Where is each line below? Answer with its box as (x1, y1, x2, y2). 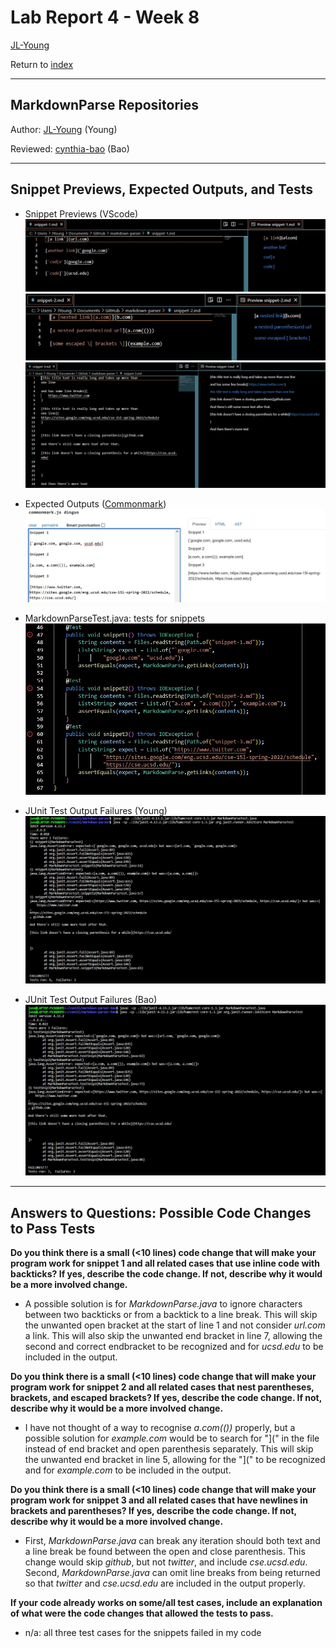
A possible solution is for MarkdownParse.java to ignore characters (24, 1297, 303, 1310)
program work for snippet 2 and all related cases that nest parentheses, (10, 1381, 315, 1393)
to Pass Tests (10, 1220, 96, 1237)
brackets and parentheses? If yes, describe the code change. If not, (10, 1504, 297, 1516)
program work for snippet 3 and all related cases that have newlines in (10, 1494, 308, 1506)
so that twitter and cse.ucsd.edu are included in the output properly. (24, 1577, 306, 1589)
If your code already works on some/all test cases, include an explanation (10, 1596, 323, 1608)
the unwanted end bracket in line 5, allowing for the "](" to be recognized (24, 1453, 326, 1465)
